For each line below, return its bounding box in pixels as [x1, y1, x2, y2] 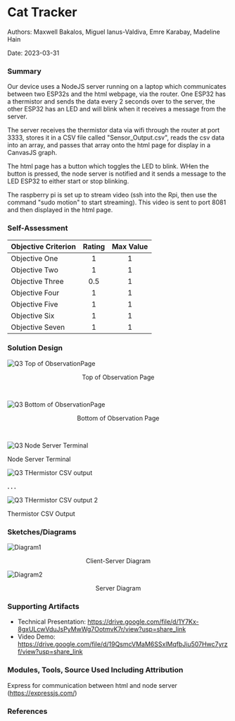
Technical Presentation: [17, 617, 87, 626]
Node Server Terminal [7, 455, 71, 463]
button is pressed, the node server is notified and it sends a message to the [7, 170, 227, 178]
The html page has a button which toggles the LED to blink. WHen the [7, 162, 210, 171]
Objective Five [11, 299, 58, 309]
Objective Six [11, 311, 55, 321]
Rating [82, 241, 106, 251]
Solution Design [7, 343, 63, 353]
